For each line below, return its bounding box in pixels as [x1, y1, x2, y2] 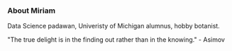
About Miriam [7, 6, 55, 16]
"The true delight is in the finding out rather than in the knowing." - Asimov [7, 35, 226, 44]
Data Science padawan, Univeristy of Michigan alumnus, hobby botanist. [7, 22, 220, 30]
